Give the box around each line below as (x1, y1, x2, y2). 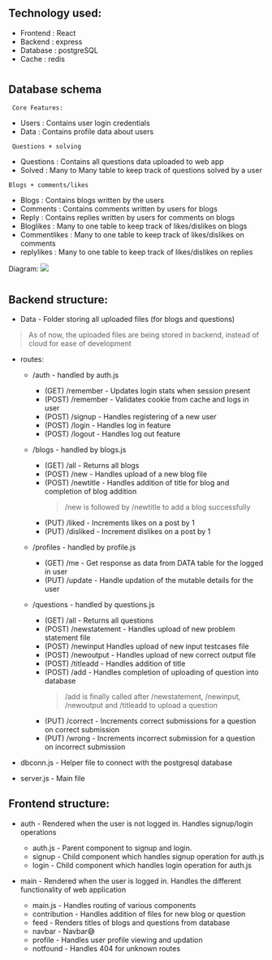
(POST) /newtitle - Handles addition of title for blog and (44, 478, 230, 488)
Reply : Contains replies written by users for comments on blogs (19, 213, 235, 223)
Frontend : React (19, 28, 76, 37)
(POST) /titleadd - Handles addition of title (44, 658, 186, 669)
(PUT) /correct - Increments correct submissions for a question (44, 716, 257, 726)
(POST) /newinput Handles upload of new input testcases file (44, 641, 249, 651)
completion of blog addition (44, 487, 137, 497)
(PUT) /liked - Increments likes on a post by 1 (44, 518, 195, 528)
